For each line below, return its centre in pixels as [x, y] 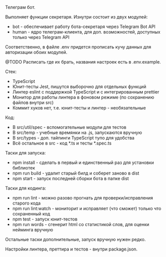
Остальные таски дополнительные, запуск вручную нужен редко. [76, 239]
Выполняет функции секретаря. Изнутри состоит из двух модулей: [77, 17]
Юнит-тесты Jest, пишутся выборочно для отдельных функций [79, 86]
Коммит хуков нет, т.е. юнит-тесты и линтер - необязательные [79, 108]
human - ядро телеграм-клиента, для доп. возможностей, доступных [86, 32]
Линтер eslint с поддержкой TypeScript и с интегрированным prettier [86, 92]
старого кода [26, 203]
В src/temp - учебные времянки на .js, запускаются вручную [77, 132]
